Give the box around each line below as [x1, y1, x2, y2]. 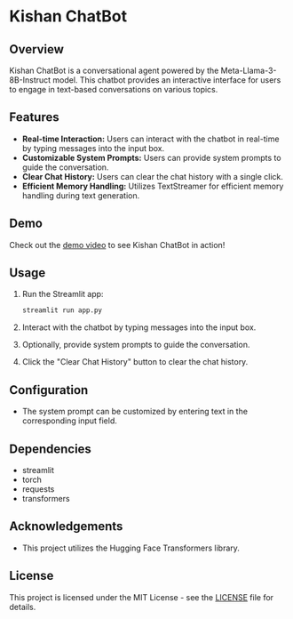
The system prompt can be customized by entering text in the [21, 406, 249, 417]
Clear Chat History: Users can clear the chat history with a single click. [21, 171, 284, 181]
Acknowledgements [9, 519, 123, 535]
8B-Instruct [9, 75, 51, 85]
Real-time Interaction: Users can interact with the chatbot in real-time [21, 133, 280, 144]
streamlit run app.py [21, 306, 102, 315]
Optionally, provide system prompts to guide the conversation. [21, 340, 250, 350]
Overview [9, 42, 65, 57]
